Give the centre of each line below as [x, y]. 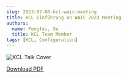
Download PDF [25, 69]
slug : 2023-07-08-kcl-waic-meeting [52, 12]
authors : [17, 23]
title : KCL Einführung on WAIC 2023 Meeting [64, 18]
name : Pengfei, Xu [35, 29]
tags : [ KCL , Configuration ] [42, 40]
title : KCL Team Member [42, 34]
